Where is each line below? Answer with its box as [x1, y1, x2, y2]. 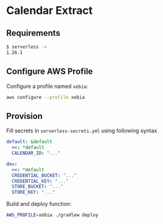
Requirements [6, 28, 60, 38]
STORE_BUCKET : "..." [11, 183, 63, 190]
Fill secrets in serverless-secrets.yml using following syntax [6, 127, 158, 134]
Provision [6, 110, 43, 121]
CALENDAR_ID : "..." [11, 150, 61, 156]
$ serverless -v [6, 44, 47, 50]
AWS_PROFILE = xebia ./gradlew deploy [6, 212, 98, 219]
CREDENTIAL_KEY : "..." [11, 178, 69, 184]
